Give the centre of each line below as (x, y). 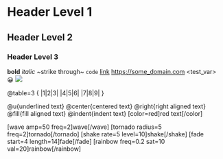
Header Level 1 (50, 12)
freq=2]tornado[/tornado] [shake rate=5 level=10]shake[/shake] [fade (106, 134)
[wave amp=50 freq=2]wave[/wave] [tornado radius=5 (85, 127)
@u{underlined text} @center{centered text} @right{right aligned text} (106, 106)
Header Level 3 (33, 57)
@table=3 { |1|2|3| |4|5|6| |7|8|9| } (56, 93)
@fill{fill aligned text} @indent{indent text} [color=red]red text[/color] (105, 113)
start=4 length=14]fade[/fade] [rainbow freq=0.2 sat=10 (86, 141)
